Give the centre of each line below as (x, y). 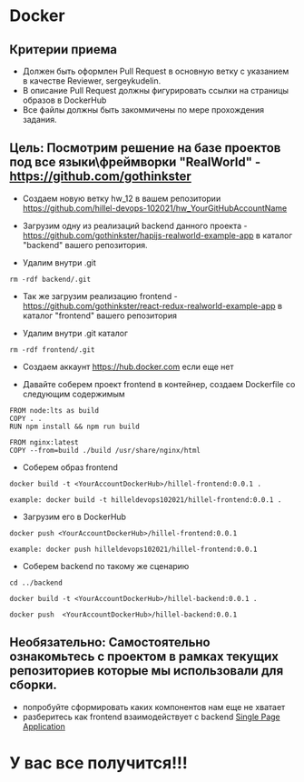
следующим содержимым (74, 394)
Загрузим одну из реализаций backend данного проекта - (135, 226)
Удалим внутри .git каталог (75, 333)
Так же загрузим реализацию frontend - (100, 296)
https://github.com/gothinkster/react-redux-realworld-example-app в (152, 306)
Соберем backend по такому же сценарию (106, 566)
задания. (39, 120)
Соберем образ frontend (70, 467)
